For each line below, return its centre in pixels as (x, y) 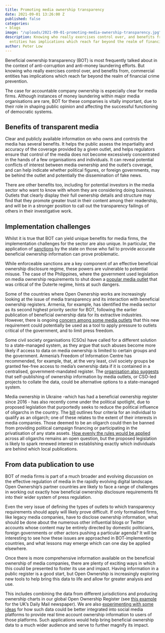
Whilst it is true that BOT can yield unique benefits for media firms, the (76, 239)
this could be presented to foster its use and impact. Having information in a (82, 569)
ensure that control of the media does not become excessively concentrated (82, 154)
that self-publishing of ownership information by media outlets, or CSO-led (81, 377)
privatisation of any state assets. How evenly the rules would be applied (78, 433)
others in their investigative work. (39, 211)
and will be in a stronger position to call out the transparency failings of (77, 206)
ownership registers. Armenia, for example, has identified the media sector (81, 304)
